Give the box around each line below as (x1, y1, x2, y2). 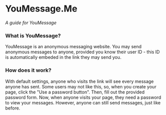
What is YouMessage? (5, 32, 61, 39)
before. (5, 105, 21, 111)
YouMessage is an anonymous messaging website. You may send (5, 44, 142, 50)
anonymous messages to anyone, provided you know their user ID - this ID (5, 49, 160, 55)
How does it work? (5, 67, 52, 74)
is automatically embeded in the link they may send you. (5, 54, 122, 60)
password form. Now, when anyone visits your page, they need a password (5, 94, 161, 100)
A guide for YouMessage (5, 20, 57, 26)
